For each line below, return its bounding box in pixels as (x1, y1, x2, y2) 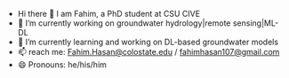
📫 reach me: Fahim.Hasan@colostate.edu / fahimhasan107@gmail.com (17, 47, 280, 57)
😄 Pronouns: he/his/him (17, 59, 107, 70)
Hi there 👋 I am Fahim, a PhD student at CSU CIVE (17, 9, 201, 19)
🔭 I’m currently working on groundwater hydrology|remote (17, 18, 231, 28)
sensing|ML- (232, 18, 279, 28)
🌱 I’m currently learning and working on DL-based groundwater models (17, 36, 278, 47)
